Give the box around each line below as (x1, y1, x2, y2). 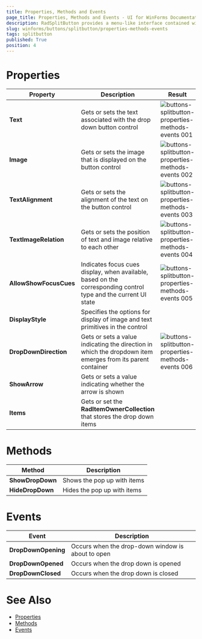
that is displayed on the (81, 155, 147, 163)
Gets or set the (81, 397, 123, 406)
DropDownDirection (9, 347, 67, 356)
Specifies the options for (81, 307, 150, 316)
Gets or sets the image (81, 148, 145, 156)
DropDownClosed (9, 569, 61, 578)
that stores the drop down (81, 412, 155, 421)
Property (29, 90, 55, 98)
